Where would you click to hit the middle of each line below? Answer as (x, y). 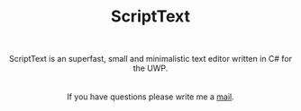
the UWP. (150, 68)
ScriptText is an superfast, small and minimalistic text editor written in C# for (150, 58)
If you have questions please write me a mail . (150, 97)
